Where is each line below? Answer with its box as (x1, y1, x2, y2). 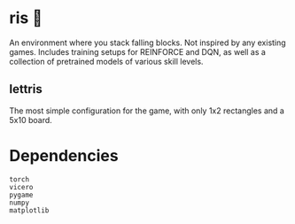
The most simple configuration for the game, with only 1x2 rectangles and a (9, 105, 285, 116)
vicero (9, 182, 34, 191)
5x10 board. (9, 114, 53, 125)
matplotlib (9, 205, 50, 215)
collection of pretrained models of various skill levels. (9, 56, 204, 66)
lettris (9, 81, 43, 97)
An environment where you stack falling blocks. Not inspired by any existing (9, 37, 286, 48)
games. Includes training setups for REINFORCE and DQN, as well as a (9, 46, 266, 57)
